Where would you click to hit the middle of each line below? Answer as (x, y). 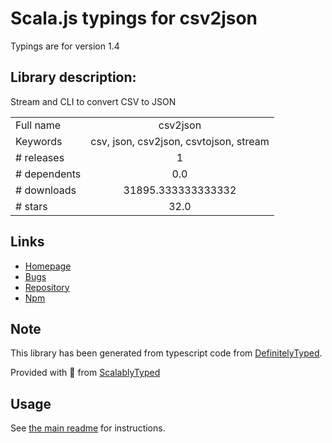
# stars (31, 206)
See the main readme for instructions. (88, 428)
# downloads (46, 190)
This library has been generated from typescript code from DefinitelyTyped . (166, 353)
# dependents (48, 174)
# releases (40, 157)
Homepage (48, 266)
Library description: (73, 77)
